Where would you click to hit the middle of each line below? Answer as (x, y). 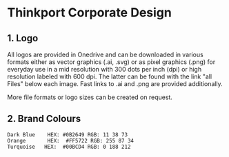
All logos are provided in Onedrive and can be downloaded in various (105, 54)
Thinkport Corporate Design (90, 13)
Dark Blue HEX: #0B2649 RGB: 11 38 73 (68, 135)
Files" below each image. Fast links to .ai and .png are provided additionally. (115, 84)
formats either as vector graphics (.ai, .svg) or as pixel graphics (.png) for (111, 62)
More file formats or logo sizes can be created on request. (90, 97)
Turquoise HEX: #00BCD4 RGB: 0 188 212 (69, 147)
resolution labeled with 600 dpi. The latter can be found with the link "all (110, 76)
